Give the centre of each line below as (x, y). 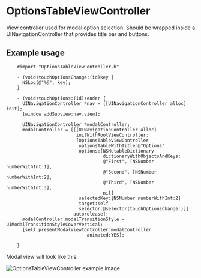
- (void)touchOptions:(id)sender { (61, 98)
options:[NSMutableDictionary (116, 151)
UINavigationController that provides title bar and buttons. (78, 34)
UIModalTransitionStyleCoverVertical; (55, 224)
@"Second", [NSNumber (130, 172)
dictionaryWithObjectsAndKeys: (142, 156)
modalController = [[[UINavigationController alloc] (89, 130)
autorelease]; (91, 214)
